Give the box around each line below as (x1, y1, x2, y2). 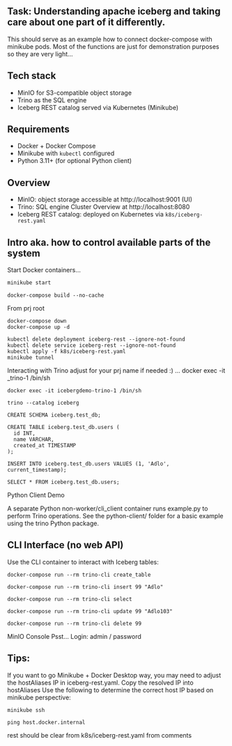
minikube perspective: (7, 693, 71, 701)
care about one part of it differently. (7, 17, 166, 29)
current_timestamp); (7, 466, 68, 473)
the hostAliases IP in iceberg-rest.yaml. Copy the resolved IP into (7, 678, 194, 687)
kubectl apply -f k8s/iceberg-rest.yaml (7, 348, 127, 355)
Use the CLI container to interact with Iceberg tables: (7, 557, 159, 566)
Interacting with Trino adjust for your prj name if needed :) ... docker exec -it (7, 366, 226, 375)
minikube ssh (7, 706, 45, 713)
